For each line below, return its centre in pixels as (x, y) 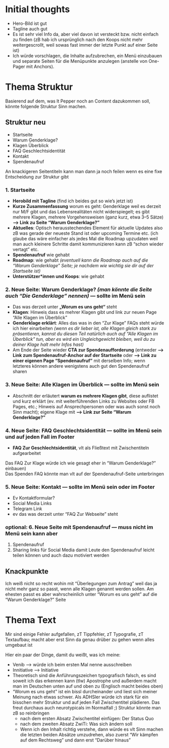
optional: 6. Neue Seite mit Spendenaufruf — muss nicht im (79, 527)
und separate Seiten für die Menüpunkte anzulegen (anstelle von (80, 61)
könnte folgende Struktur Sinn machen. (46, 106)
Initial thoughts (38, 9)
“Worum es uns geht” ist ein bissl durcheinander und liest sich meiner (85, 692)
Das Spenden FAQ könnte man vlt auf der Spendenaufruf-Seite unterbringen (84, 474)
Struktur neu (26, 122)
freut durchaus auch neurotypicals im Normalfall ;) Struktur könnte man (87, 708)
